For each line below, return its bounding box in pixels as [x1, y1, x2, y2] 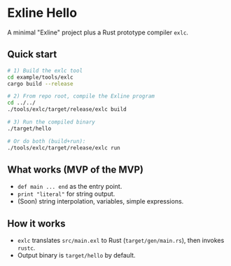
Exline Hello [7, 5, 78, 21]
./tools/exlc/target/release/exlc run [7, 144, 120, 152]
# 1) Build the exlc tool [7, 67, 83, 74]
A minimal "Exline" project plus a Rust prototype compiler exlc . [7, 28, 189, 36]
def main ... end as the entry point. [17, 182, 122, 191]
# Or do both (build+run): [7, 138, 86, 145]
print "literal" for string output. [17, 189, 115, 198]
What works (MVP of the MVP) [7, 164, 143, 175]
